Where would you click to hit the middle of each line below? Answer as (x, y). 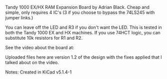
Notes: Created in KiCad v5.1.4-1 (38, 72)
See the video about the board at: (40, 47)
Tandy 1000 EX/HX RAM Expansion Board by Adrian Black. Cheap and (77, 7)
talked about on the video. (32, 62)
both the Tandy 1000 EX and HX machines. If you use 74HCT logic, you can (83, 33)
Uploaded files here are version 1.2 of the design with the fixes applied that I (83, 57)
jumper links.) (19, 18)
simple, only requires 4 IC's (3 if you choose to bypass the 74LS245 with (80, 12)
